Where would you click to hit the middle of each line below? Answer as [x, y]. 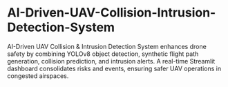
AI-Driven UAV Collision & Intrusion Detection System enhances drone [107, 46]
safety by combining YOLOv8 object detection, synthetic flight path [103, 54]
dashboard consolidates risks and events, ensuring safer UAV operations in [114, 68]
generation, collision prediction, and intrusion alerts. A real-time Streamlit [111, 61]
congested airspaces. [38, 76]
